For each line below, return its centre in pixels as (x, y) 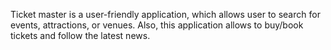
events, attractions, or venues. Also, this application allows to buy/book (157, 25)
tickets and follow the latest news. (80, 35)
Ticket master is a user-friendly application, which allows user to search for (165, 14)
